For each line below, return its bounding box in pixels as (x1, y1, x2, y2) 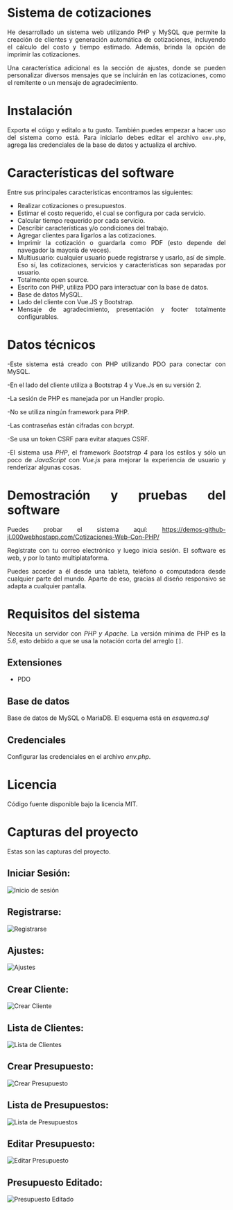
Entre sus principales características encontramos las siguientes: (7, 188, 193, 196)
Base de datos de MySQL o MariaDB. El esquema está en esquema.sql (7, 714, 209, 722)
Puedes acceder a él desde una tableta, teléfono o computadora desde (7, 567, 226, 575)
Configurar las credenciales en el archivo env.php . (7, 753, 151, 761)
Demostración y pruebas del (7, 487, 226, 503)
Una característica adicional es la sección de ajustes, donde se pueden (7, 63, 226, 72)
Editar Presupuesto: (7, 1138, 96, 1150)
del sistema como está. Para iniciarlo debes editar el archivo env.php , (7, 133, 226, 141)
